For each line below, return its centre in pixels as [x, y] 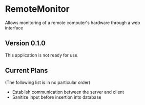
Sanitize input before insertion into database [57, 97]
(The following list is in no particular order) [48, 82]
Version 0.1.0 [25, 43]
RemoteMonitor [37, 9]
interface [14, 27]
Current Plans [26, 70]
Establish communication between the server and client [68, 92]
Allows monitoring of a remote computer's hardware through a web [73, 23]
